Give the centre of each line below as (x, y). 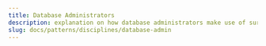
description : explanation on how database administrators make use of (127, 23)
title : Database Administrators (61, 15)
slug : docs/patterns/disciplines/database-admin (90, 30)
